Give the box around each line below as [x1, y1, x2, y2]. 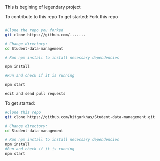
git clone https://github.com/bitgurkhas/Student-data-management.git [5, 114, 155, 119]
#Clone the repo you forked [5, 28, 64, 33]
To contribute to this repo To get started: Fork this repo [5, 14, 118, 19]
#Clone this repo [5, 110, 41, 115]
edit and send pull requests [5, 91, 66, 96]
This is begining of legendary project [5, 4, 81, 10]
